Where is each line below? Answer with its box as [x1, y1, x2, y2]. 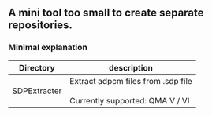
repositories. [8, 19, 73, 32]
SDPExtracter [12, 85, 62, 96]
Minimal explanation [8, 42, 88, 53]
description [109, 62, 154, 73]
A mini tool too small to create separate [8, 6, 204, 20]
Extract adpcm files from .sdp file [69, 75, 193, 86]
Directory [18, 62, 55, 73]
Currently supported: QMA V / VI [69, 95, 190, 106]
